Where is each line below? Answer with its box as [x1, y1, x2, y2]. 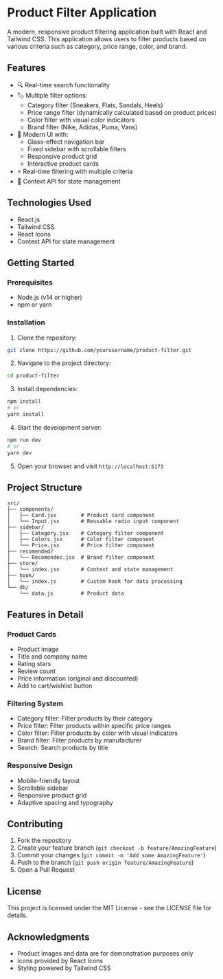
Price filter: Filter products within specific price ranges [16, 722, 172, 730]
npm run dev [7, 437, 41, 443]
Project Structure [7, 481, 82, 493]
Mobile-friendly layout [16, 776, 80, 784]
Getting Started [7, 256, 75, 269]
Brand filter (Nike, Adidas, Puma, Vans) [27, 122, 138, 131]
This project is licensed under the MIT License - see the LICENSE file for [7, 904, 211, 912]
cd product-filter [7, 373, 60, 379]
